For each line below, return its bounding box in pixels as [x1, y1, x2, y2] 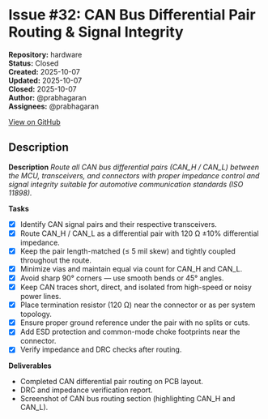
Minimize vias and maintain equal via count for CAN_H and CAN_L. [19, 263, 243, 273]
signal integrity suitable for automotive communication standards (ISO [8, 179, 244, 189]
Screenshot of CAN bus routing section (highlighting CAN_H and [19, 394, 236, 404]
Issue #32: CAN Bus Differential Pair [8, 6, 257, 24]
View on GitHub [8, 117, 61, 126]
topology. [19, 310, 53, 319]
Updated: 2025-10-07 [8, 75, 83, 85]
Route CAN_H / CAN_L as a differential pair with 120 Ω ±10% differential [19, 229, 259, 238]
